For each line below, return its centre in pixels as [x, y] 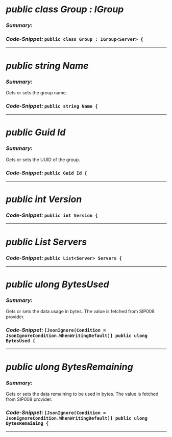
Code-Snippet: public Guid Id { [46, 173]
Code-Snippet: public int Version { [52, 215]
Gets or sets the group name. [36, 92]
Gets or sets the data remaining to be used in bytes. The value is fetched [82, 394]
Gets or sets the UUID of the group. [43, 160]
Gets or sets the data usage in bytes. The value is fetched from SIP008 [80, 312]
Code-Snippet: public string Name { [52, 106]
